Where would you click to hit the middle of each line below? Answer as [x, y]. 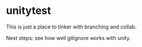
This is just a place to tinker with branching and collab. [71, 27]
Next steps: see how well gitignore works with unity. [68, 38]
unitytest [29, 11]
